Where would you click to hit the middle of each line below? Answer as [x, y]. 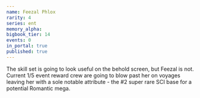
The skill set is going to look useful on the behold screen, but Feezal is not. [100, 69]
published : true [27, 52]
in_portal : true [27, 46]
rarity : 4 [19, 18]
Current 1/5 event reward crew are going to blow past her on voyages [94, 75]
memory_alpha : [24, 29]
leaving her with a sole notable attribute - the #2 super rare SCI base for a [99, 82]
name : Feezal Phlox [31, 12]
